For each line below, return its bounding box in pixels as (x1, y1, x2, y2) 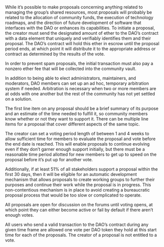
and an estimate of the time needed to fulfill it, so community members (5, 111, 148, 117)
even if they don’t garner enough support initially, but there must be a (5, 147, 145, 152)
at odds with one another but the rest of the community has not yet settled (5, 91, 155, 97)
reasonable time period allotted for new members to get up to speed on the (5, 151, 157, 157)
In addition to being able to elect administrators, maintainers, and (5, 75, 136, 81)
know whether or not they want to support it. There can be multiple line (5, 116, 148, 122)
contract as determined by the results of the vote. (5, 51, 105, 57)
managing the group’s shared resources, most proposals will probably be (5, 9, 152, 15)
